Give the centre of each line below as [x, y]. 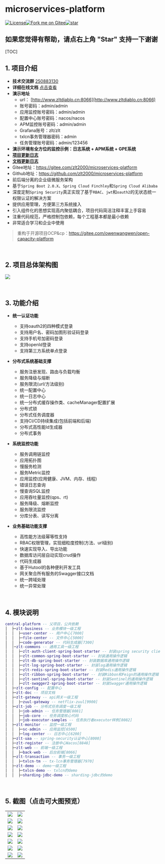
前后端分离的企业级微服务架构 [42, 179]
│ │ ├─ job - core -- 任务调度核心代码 [42, 716]
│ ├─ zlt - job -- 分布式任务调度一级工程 [43, 706]
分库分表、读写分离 [39, 516]
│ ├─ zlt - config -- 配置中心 [33, 688]
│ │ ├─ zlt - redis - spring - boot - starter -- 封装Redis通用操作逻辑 [71, 670]
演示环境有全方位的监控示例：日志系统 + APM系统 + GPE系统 [74, 149]
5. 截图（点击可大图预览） [44, 801]
